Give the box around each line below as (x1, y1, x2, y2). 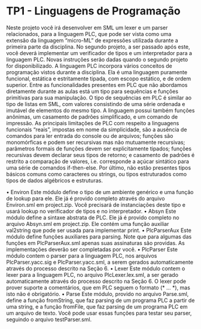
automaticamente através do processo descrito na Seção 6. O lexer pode (6, 277, 187, 285)
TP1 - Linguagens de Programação (6, 4, 181, 18)
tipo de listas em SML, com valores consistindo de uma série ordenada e (6, 100, 185, 107)
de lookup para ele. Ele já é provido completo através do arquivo (6, 195, 165, 202)
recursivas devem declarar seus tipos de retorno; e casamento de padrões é (6, 151, 195, 158)
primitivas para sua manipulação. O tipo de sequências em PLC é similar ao (6, 94, 192, 101)
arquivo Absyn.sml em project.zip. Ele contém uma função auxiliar (6, 220, 169, 227)
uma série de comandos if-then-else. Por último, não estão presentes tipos (6, 164, 191, 171)
